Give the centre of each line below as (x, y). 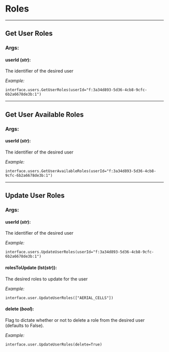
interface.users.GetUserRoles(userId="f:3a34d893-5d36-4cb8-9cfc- (76, 90)
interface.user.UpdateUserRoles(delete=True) (54, 344)
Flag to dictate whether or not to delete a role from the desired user (75, 320)
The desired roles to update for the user (47, 279)
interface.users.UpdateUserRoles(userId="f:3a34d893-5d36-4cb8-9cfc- (80, 252)
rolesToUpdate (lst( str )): (31, 268)
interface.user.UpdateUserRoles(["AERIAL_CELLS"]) (59, 298)
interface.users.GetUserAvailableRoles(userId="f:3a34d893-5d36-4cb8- (81, 171)
